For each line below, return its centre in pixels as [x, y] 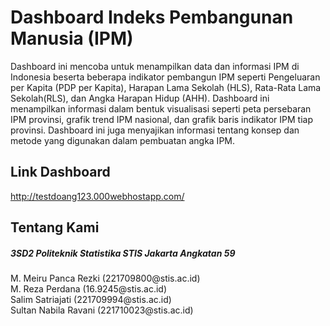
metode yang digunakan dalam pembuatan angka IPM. [123, 140]
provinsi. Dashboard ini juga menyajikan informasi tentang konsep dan [155, 130]
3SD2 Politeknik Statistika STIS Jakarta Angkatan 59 [123, 253]
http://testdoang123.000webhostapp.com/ [97, 196]
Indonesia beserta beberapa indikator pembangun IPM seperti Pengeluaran [165, 77]
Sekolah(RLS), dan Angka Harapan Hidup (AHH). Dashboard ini [140, 98]
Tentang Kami [55, 227]
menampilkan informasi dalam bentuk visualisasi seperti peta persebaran [161, 108]
